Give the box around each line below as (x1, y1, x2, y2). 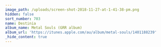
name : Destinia (5, 21, 36, 26)
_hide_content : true (5, 35, 48, 40)
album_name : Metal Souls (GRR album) (5, 25, 82, 30)
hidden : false (5, 12, 34, 17)
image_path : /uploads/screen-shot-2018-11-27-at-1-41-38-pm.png (5, 7, 139, 12)
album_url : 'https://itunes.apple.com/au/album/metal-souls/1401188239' (5, 30, 157, 35)
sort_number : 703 (5, 16, 41, 21)
